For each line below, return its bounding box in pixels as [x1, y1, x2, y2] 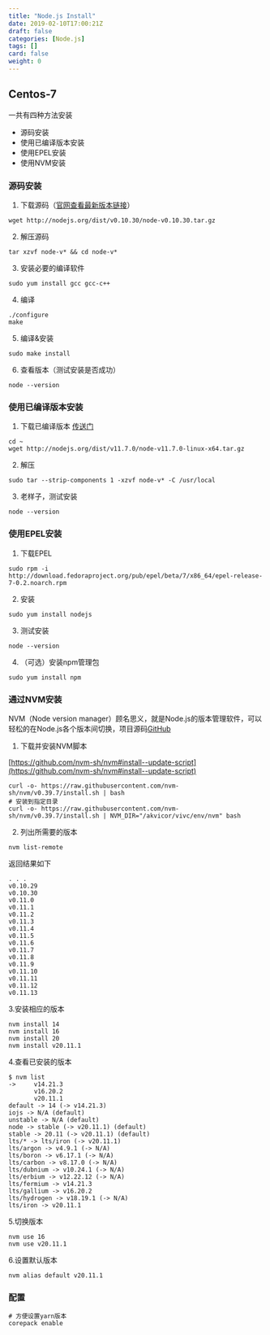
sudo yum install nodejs [8, 610, 92, 618]
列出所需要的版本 [19, 827, 78, 836]
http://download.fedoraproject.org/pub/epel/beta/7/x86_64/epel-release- [8, 571, 264, 580]
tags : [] [8, 42, 38, 50]
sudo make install [8, 349, 71, 358]
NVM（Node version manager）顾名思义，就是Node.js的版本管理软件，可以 [8, 713, 262, 723]
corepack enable [8, 1320, 63, 1328]
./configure [8, 311, 49, 319]
